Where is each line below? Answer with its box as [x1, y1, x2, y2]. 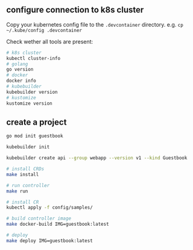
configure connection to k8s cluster [6, 5, 144, 15]
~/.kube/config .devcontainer [6, 27, 83, 33]
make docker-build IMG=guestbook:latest [6, 221, 110, 228]
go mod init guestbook [6, 133, 63, 139]
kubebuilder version [6, 89, 59, 95]
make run [6, 188, 28, 194]
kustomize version [6, 100, 52, 107]
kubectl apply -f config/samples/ [6, 205, 93, 211]
